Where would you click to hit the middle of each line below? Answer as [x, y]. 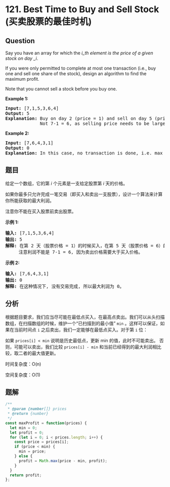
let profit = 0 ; [27, 433]
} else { [24, 456]
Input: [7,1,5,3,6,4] [32, 108]
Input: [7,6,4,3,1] [29, 143]
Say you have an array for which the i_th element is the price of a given [79, 53]
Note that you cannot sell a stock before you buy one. [61, 89]
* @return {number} [28, 414]
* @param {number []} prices [37, 409]
